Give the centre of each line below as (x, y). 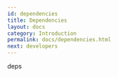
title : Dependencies (38, 20)
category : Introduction (42, 33)
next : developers (33, 46)
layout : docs (26, 27)
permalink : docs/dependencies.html (59, 40)
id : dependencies (33, 14)
